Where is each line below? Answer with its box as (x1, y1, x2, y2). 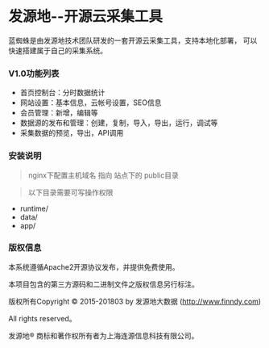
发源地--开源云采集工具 (8, 7, 163, 26)
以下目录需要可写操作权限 (27, 187, 114, 197)
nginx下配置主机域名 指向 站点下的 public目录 (27, 170, 179, 180)
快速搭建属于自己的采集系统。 (8, 45, 107, 55)
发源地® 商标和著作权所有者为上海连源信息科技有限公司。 (8, 330, 199, 340)
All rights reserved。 (8, 313, 77, 323)
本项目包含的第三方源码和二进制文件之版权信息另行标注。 (8, 279, 199, 289)
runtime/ (19, 203, 49, 213)
